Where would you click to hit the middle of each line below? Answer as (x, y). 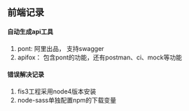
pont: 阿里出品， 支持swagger (61, 48)
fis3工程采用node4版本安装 (57, 91)
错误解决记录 (26, 75)
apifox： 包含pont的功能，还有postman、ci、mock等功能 (99, 57)
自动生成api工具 (30, 31)
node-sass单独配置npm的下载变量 (67, 100)
